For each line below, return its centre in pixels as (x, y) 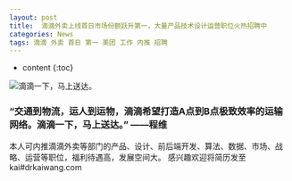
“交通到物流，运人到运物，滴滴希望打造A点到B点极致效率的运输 (146, 111)
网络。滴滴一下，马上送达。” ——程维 (88, 125)
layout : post (33, 17)
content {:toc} (48, 68)
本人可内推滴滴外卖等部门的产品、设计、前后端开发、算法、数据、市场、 (142, 146)
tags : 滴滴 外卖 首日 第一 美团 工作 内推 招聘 (88, 42)
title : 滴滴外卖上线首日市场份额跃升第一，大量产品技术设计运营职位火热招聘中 (138, 26)
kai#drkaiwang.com (46, 167)
